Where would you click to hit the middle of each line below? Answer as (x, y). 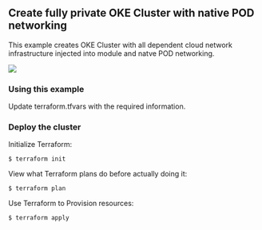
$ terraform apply (39, 218)
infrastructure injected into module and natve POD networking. (111, 53)
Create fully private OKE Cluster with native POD (131, 13)
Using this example (46, 89)
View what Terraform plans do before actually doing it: (98, 174)
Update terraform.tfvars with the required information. (97, 106)
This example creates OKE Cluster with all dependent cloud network (121, 45)
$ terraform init (37, 159)
